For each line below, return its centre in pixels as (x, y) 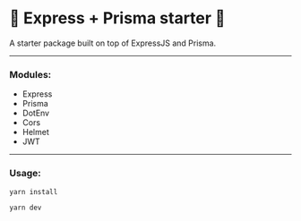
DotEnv (36, 113)
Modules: (30, 74)
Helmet (35, 132)
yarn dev (26, 208)
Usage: (26, 174)
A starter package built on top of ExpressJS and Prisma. (113, 43)
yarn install (34, 191)
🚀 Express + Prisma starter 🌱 (117, 18)
